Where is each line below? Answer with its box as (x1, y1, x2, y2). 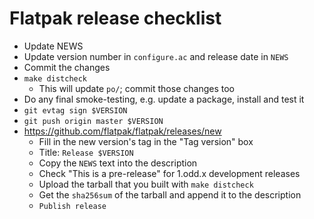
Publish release (38, 201, 107, 211)
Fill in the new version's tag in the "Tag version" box (38, 135, 254, 147)
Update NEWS (23, 40, 84, 52)
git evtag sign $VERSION (23, 105, 128, 116)
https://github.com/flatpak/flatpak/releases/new (23, 125, 222, 137)
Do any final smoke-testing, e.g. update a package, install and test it (23, 93, 305, 105)
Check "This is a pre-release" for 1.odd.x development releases (38, 167, 301, 179)
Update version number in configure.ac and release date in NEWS (23, 50, 289, 62)
